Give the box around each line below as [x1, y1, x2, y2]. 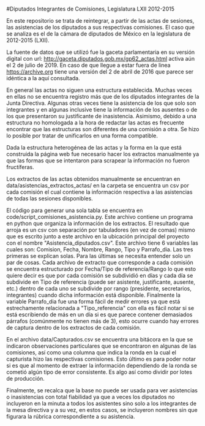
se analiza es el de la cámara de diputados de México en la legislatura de [6, 30, 191, 37]
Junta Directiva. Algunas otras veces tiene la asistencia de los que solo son [6, 99, 196, 107]
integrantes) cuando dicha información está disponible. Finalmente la [6, 291, 181, 299]
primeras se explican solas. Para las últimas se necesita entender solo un [6, 253, 191, 259]
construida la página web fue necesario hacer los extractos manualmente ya [6, 150, 199, 158]
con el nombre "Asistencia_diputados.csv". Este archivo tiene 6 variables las [6, 239, 199, 246]
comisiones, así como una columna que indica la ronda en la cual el [6, 349, 176, 356]
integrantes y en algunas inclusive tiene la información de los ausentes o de [6, 106, 198, 113]
